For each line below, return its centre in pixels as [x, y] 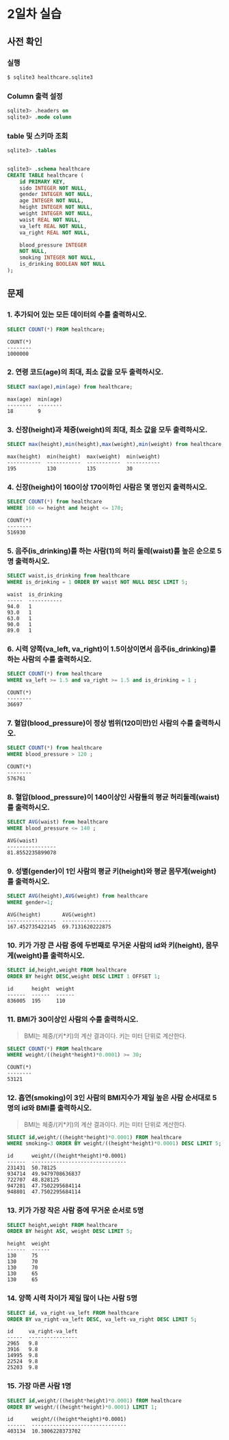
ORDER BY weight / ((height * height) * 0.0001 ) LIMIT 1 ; [82, 1407]
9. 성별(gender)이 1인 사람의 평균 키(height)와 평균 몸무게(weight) [112, 871]
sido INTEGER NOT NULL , [53, 188]
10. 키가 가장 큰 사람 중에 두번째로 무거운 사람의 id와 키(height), [106, 945]
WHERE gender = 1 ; [30, 903]
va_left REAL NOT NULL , [53, 226]
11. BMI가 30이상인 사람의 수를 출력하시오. [73, 1019]
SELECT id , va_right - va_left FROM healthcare [73, 1313]
